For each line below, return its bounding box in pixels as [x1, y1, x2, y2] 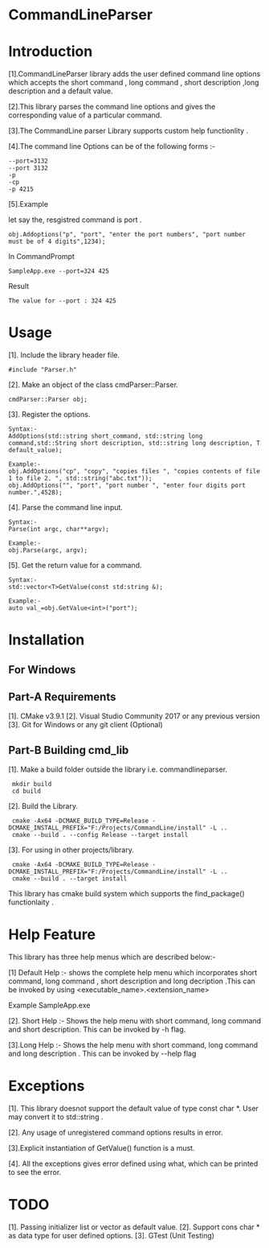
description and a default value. [8, 86, 113, 96]
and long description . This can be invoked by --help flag [8, 1048, 197, 1059]
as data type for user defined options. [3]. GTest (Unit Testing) [8, 1231, 215, 1241]
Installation [8, 631, 85, 649]
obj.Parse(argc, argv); [8, 546, 88, 554]
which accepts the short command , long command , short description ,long [8, 78, 259, 88]
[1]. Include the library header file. [8, 350, 120, 360]
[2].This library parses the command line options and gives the [8, 102, 216, 112]
